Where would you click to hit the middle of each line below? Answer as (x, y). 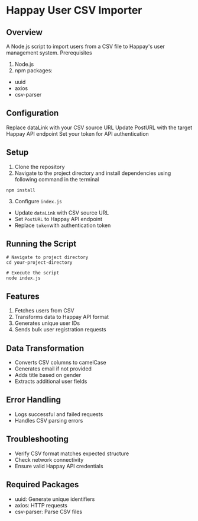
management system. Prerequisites (49, 53)
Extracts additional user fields (51, 381)
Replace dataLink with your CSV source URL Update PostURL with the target (99, 127)
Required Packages (43, 485)
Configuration (33, 113)
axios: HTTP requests (41, 505)
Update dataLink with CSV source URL (62, 212)
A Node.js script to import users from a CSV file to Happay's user (86, 46)
